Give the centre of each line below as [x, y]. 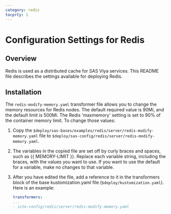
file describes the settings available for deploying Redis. [64, 76]
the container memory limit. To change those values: [60, 120]
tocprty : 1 [17, 15]
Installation [23, 92]
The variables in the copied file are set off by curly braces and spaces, [87, 151]
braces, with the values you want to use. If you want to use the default [86, 162]
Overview [21, 59]
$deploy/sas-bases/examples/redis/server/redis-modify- [93, 131]
